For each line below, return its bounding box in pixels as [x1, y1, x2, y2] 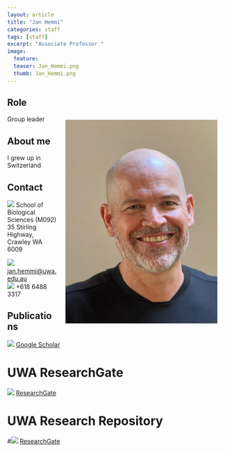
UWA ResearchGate [7, 365, 124, 381]
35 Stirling [7, 223, 37, 231]
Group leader [7, 115, 45, 123]
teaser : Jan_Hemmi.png [13, 63, 79, 70]
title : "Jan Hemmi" [7, 18, 64, 26]
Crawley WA [7, 237, 43, 247]
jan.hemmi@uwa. [7, 267, 57, 275]
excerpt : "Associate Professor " [7, 40, 104, 48]
